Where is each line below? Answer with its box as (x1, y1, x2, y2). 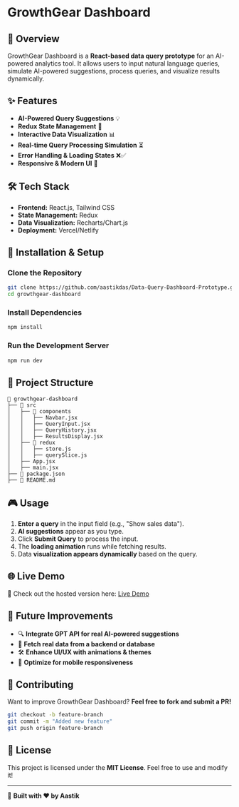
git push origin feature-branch (7, 725, 103, 732)
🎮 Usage (7, 497, 49, 509)
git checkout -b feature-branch (7, 711, 103, 719)
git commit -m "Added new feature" (7, 718, 113, 725)
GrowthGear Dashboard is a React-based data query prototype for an (7, 51, 215, 60)
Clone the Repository (7, 268, 83, 278)
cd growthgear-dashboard (7, 290, 81, 298)
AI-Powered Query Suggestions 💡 (17, 113, 121, 122)
